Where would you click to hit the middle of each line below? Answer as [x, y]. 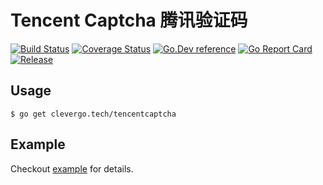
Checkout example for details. [72, 168]
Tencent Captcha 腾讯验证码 [129, 20]
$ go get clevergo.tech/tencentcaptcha [93, 114]
